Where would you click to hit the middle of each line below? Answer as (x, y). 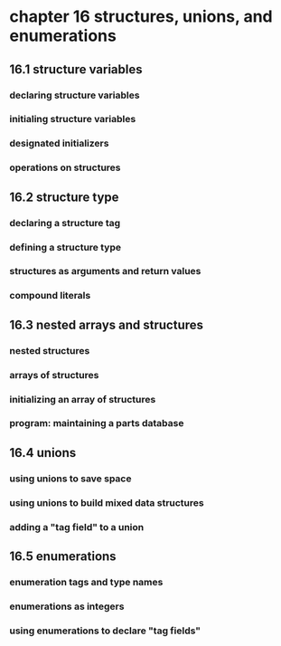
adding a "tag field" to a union (77, 527)
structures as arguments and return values (105, 271)
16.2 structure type (64, 197)
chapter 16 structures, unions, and (141, 17)
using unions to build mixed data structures (107, 502)
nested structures (50, 350)
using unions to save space (70, 479)
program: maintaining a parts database (97, 423)
